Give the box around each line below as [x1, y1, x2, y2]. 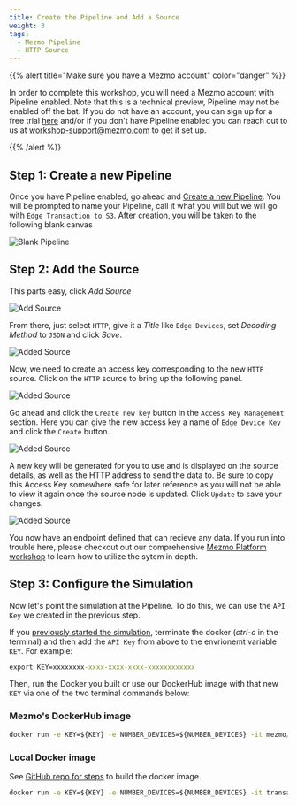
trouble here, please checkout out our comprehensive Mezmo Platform [9, 541, 267, 552]
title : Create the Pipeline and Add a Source [9, 12, 179, 22]
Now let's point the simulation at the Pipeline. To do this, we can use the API [9, 600, 286, 610]
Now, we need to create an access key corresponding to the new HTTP [9, 364, 264, 374]
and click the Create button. [9, 426, 110, 436]
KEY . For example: [9, 645, 73, 656]
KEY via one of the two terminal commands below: [9, 687, 190, 699]
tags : [9, 29, 29, 38]
